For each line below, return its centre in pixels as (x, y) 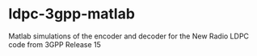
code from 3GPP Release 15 (55, 44)
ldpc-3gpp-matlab (72, 14)
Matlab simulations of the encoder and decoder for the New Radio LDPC (128, 36)
